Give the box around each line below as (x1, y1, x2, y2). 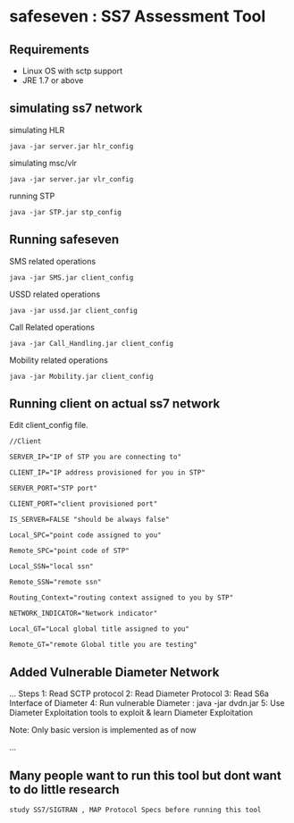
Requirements (9, 42, 89, 57)
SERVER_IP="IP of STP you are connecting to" (9, 453, 181, 462)
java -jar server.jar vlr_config (9, 174, 134, 184)
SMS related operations (9, 256, 97, 266)
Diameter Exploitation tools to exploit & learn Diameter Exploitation (9, 708, 253, 718)
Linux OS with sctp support (21, 65, 123, 76)
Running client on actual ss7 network (9, 396, 221, 412)
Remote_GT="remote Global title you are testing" (9, 641, 198, 650)
